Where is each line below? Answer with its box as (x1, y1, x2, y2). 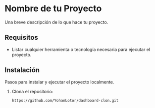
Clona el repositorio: (11, 88, 53, 94)
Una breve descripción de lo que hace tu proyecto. (4, 19, 108, 25)
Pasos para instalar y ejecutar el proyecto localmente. (4, 79, 114, 85)
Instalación (4, 66, 40, 74)
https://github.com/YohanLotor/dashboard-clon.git (11, 98, 119, 103)
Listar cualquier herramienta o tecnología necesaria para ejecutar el (11, 46, 151, 52)
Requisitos (4, 33, 38, 42)
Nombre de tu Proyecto (4, 3, 102, 14)
